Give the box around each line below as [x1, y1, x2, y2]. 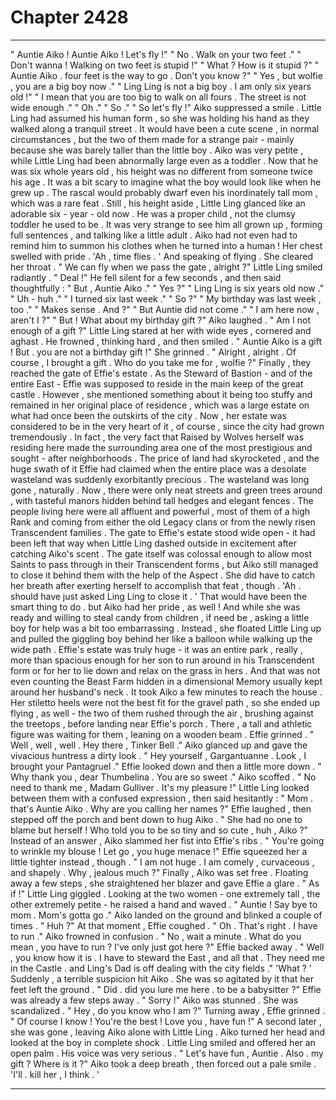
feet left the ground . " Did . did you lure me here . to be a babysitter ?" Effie [10, 983, 322, 995]
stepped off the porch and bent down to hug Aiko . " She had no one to [10, 813, 303, 825]
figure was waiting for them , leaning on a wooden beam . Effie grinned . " [10, 728, 315, 740]
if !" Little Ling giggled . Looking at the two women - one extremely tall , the [10, 887, 321, 900]
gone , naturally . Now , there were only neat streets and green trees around [10, 484, 323, 496]
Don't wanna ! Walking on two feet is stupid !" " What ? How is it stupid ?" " [10, 59, 320, 71]
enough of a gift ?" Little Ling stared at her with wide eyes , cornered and [10, 324, 312, 336]
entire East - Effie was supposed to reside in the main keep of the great [10, 377, 304, 390]
